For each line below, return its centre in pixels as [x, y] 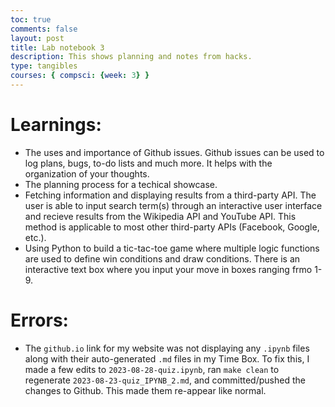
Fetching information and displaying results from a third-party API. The [170, 195]
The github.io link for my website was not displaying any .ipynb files [167, 348]
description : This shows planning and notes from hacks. [131, 57]
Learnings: [56, 125]
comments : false [44, 29]
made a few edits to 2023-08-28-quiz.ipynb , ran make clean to [152, 369]
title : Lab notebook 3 [57, 47]
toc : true [31, 19]
